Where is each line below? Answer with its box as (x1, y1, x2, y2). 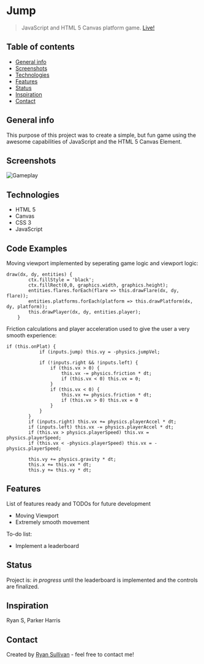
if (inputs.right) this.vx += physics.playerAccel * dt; (28, 419, 176, 425)
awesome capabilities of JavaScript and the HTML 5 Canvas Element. (6, 137, 183, 145)
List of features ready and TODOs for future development (6, 500, 151, 507)
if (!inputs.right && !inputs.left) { (39, 360, 138, 366)
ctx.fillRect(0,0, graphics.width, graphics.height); (28, 282, 168, 288)
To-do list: (6, 530, 32, 538)
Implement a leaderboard (15, 542, 80, 549)
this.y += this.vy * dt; (28, 467, 92, 473)
